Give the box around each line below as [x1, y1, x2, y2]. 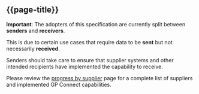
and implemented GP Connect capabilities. [6, 81, 112, 88]
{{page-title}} [6, 5, 59, 15]
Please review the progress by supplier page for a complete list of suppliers [6, 74, 193, 81]
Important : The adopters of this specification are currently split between [6, 20, 186, 28]
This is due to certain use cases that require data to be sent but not [6, 38, 173, 46]
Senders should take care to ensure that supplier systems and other [6, 56, 174, 63]
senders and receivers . [6, 27, 65, 34]
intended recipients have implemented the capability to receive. [6, 63, 164, 70]
